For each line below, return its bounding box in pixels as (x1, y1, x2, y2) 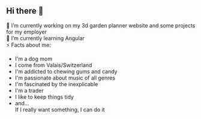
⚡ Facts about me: (6, 41, 51, 48)
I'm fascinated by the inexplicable (14, 80, 98, 87)
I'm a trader (14, 87, 44, 94)
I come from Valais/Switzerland (14, 61, 92, 69)
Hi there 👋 (6, 6, 44, 16)
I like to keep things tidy (14, 93, 74, 100)
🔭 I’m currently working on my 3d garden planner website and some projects (6, 22, 196, 29)
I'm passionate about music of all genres (14, 74, 116, 81)
